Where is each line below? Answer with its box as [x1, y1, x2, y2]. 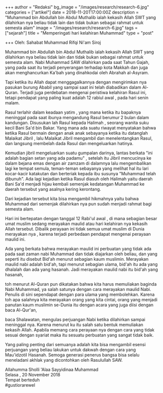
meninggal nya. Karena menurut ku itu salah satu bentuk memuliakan [5, 322, 144, 328]
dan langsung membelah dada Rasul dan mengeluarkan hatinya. [5, 141, 134, 146]
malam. [5, 100, 20, 105]
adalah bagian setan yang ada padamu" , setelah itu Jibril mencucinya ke [5, 155, 152, 161]
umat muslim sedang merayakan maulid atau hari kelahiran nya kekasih [5, 221, 148, 227]
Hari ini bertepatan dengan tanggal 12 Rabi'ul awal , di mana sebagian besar [5, 216, 157, 221]
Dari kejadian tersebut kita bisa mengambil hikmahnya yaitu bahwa [5, 196, 139, 202]
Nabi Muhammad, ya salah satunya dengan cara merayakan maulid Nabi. [5, 287, 151, 292]
